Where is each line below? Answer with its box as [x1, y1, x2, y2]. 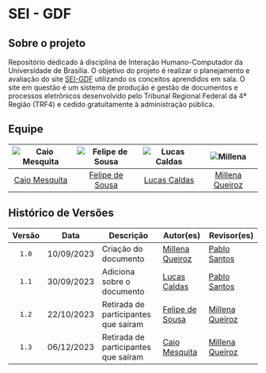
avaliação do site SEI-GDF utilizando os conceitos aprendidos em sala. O [8, 75, 245, 83]
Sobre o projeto [8, 37, 85, 50]
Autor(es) [163, 229, 201, 240]
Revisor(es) [208, 229, 254, 240]
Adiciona [101, 266, 135, 277]
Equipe [8, 122, 44, 136]
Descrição [108, 229, 149, 240]
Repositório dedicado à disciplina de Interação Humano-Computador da [8, 57, 243, 67]
